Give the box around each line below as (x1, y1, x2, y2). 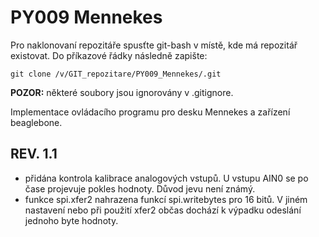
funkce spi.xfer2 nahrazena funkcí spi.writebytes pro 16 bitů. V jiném (24, 193, 308, 205)
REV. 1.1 (10, 146, 58, 163)
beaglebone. (10, 116, 63, 128)
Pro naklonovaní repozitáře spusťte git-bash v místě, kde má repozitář (10, 39, 298, 51)
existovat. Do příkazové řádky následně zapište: (10, 49, 208, 61)
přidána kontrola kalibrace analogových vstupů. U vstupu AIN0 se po (24, 172, 309, 184)
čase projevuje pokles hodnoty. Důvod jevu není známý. (24, 182, 256, 195)
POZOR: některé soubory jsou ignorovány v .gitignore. (10, 86, 234, 98)
